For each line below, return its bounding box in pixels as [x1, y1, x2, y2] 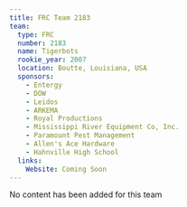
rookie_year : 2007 [17, 55, 88, 64]
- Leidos [25, 97, 59, 107]
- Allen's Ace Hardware [25, 139, 116, 148]
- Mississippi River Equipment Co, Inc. [25, 123, 180, 132]
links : [17, 155, 42, 165]
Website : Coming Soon [25, 165, 107, 174]
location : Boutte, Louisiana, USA [17, 64, 147, 73]
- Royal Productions [25, 114, 103, 123]
